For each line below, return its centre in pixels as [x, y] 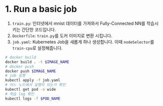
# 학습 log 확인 [20, 94]
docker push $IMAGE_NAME [31, 71]
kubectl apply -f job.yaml [33, 80]
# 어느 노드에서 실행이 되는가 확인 [35, 85]
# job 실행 [15, 76]
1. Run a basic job [41, 9]
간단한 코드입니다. [39, 29]
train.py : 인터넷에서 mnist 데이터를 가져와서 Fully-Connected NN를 [79, 23]
